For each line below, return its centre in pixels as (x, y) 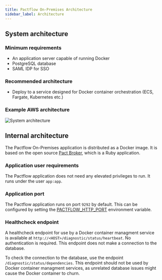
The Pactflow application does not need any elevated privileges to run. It (78, 176)
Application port (25, 194)
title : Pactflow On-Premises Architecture (49, 10)
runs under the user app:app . (34, 181)
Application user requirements (42, 165)
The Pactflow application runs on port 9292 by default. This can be (71, 204)
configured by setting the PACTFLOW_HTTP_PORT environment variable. (79, 210)
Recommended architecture (39, 81)
